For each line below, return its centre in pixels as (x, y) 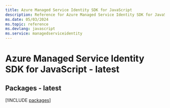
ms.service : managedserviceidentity (44, 33)
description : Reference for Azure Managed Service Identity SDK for (79, 15)
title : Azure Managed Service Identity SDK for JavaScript (69, 10)
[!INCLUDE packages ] (28, 100)
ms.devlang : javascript (30, 29)
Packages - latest (33, 88)
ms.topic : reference (27, 24)
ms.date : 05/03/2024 (27, 19)
